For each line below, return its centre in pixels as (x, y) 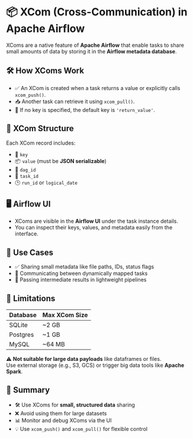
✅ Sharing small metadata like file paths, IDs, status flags (84, 267)
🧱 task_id (27, 175)
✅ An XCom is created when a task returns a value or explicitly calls (97, 88)
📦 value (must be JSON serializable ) (60, 161)
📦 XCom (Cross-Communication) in (97, 12)
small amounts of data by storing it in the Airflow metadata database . (91, 51)
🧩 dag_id (25, 170)
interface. (26, 234)
